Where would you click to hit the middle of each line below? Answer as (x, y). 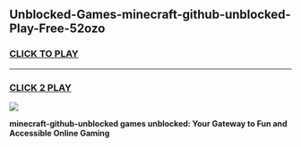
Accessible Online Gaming (60, 133)
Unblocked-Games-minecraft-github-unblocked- (150, 15)
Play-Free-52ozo (57, 29)
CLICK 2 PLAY (40, 87)
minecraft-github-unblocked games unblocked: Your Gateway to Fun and (149, 123)
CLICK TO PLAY (44, 54)
